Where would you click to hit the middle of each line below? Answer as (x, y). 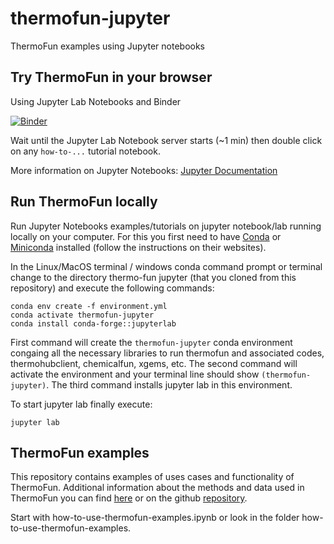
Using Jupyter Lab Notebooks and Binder (96, 101)
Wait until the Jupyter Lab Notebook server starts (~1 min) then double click (166, 140)
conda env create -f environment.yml (89, 306)
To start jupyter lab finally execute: (81, 404)
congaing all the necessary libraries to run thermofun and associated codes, (167, 353)
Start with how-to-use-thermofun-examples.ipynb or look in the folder (155, 518)
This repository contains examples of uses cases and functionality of (152, 477)
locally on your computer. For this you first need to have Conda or (146, 236)
